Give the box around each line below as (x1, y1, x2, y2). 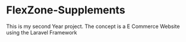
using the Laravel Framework (6, 29, 77, 36)
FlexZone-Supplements (6, 3, 126, 17)
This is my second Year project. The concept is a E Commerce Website (6, 23, 180, 30)
